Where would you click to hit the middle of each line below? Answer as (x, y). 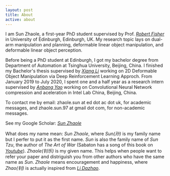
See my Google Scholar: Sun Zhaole (44, 123)
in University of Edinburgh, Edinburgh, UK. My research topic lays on (78, 39)
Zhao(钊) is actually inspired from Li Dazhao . (52, 168)
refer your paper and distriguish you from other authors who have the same (85, 157)
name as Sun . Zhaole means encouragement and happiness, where (77, 162)
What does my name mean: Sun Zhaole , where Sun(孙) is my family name (83, 134)
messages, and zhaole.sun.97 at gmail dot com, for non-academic (75, 108)
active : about (20, 19)
